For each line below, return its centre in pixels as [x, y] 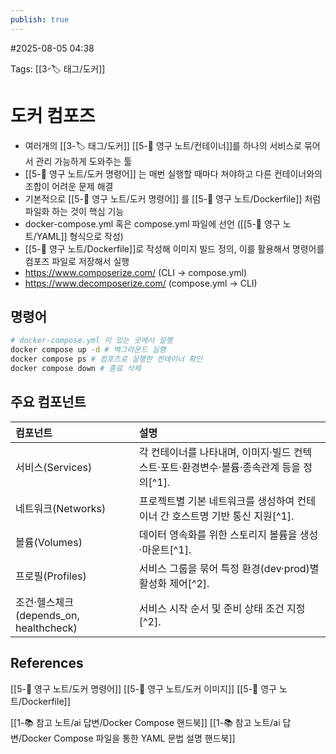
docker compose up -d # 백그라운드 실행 [88, 350]
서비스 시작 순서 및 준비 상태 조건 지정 [222, 608]
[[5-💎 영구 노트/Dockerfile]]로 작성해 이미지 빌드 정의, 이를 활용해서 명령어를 [174, 248]
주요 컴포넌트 [48, 402]
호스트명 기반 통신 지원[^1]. [233, 516]
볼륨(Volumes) [49, 542]
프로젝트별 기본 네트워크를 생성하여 [216, 501]
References [47, 663]
